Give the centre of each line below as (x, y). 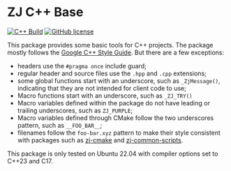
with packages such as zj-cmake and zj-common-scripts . (100, 140)
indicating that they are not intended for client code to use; (102, 88)
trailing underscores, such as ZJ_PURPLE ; (75, 110)
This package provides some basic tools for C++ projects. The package (110, 45)
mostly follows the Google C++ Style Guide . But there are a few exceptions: (116, 52)
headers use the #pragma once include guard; (82, 66)
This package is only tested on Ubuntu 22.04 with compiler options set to (113, 154)
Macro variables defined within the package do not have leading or (114, 103)
